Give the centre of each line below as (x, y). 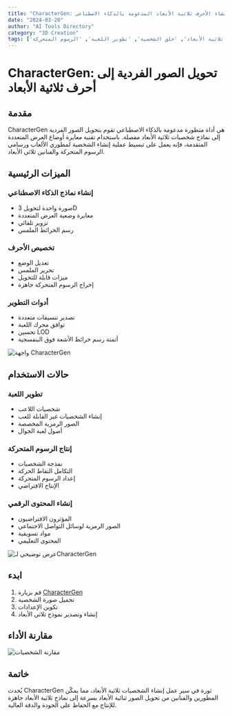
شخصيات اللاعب (39, 409)
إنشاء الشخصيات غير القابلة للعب (60, 417)
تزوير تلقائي (33, 222)
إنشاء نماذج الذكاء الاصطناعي (51, 193)
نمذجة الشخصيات (40, 464)
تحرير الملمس (36, 270)
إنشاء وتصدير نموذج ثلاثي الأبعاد (57, 614)
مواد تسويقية (34, 533)
